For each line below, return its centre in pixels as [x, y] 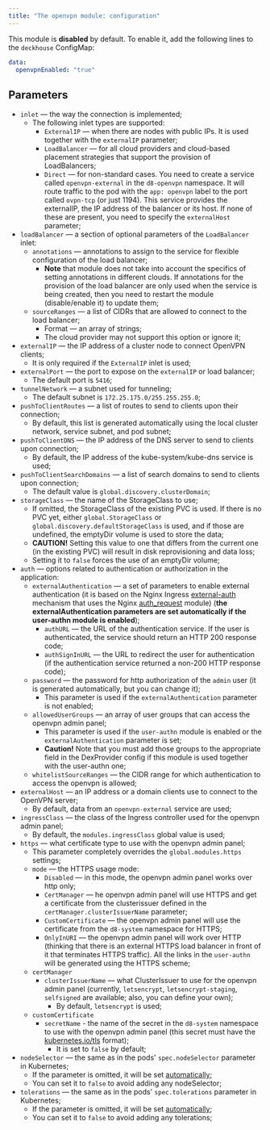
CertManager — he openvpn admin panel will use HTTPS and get [150, 895]
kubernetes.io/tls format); [86, 1040]
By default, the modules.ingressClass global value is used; [129, 835]
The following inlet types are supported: [98, 123]
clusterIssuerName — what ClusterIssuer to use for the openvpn [150, 981]
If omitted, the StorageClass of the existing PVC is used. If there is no [147, 508]
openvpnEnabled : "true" [55, 69]
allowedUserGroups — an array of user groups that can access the [141, 714]
